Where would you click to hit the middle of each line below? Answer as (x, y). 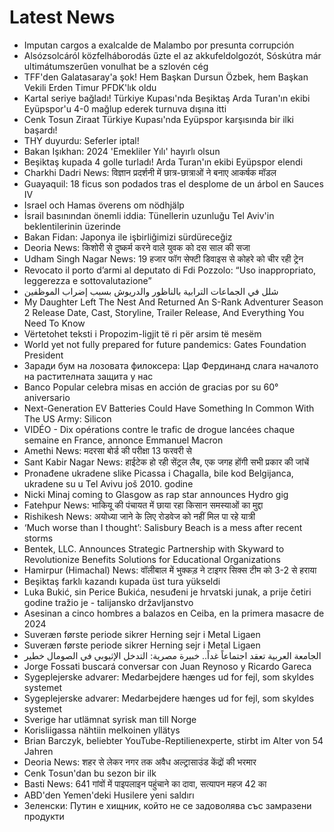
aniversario (47, 397)
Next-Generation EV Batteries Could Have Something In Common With (169, 408)
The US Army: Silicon (67, 418)
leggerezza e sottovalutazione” (87, 280)
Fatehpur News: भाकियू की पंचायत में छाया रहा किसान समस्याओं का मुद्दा (143, 505)
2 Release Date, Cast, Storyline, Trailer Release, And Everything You (164, 312)
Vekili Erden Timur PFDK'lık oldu (90, 87)
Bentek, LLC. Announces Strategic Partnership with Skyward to (154, 548)
